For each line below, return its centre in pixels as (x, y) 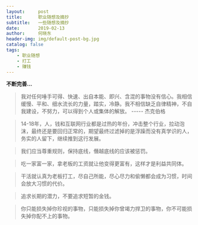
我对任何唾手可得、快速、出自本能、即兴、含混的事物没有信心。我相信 (106, 97)
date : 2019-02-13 (36, 28)
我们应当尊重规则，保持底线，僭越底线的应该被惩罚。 (86, 151)
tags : (13, 50)
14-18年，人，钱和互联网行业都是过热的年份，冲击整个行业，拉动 (100, 124)
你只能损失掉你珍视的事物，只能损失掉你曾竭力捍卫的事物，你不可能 (104, 209)
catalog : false (25, 45)
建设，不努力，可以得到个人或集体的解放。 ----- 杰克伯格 (96, 111)
